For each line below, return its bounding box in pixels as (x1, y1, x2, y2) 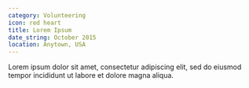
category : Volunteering (8, 11, 86, 20)
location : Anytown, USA (8, 41, 86, 49)
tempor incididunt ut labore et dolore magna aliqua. (8, 71, 174, 80)
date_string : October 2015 (8, 33, 97, 42)
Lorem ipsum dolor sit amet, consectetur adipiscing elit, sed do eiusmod (8, 62, 242, 71)
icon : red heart (8, 19, 61, 27)
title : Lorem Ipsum (8, 26, 72, 34)
